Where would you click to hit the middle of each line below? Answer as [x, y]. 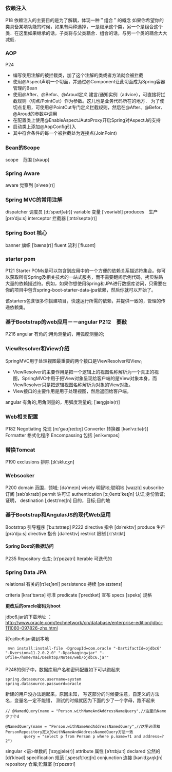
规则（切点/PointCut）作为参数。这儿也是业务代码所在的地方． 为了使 [91, 101]
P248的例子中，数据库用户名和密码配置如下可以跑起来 [63, 669]
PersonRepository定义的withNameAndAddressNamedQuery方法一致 [69, 732]
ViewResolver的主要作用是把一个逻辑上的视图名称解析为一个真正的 [83, 372]
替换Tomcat [20, 450]
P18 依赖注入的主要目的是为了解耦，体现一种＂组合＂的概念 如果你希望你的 [85, 20]
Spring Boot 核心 [26, 233]
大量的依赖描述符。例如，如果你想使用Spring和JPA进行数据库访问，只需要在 [86, 283]
